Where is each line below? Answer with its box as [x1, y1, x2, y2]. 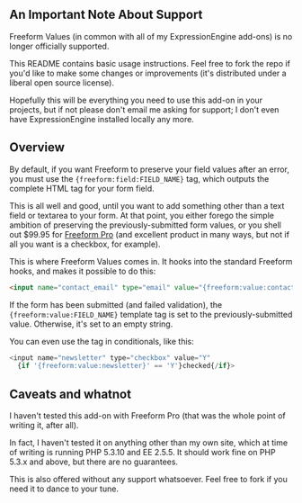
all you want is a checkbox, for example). [9, 238, 161, 249]
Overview [9, 139, 66, 156]
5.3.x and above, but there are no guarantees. [9, 456, 178, 467]
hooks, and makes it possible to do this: [9, 265, 156, 276]
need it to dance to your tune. [9, 483, 120, 494]
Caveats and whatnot [9, 386, 132, 401]
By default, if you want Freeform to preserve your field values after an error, [9, 164, 290, 175]
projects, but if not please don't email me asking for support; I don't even [9, 103, 280, 115]
